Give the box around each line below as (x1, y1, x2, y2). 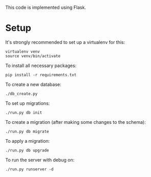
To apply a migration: (5, 138, 50, 144)
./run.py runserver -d (5, 166, 54, 172)
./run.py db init (5, 110, 42, 115)
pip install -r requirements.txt (5, 72, 77, 77)
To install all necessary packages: (5, 62, 77, 69)
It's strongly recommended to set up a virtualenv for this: (5, 39, 125, 45)
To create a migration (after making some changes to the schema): (5, 119, 146, 125)
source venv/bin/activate (5, 53, 60, 58)
